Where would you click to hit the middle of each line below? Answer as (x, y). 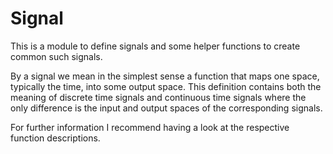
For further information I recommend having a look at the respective (150, 127)
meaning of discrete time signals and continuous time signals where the (158, 97)
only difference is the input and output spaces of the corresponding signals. (166, 108)
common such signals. (56, 56)
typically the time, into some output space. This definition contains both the (166, 86)
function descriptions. (55, 138)
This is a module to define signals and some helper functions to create (155, 46)
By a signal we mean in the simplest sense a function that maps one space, (165, 76)
